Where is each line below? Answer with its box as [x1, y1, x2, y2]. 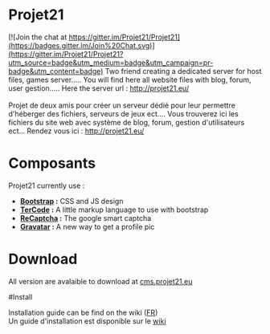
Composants [8, 154, 96, 173]
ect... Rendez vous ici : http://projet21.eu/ [8, 126, 145, 136]
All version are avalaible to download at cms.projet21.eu [8, 276, 193, 286]
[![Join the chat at [8, 32, 67, 42]
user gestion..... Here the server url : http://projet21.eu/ [8, 83, 190, 93]
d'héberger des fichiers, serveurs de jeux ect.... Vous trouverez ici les [8, 108, 239, 118]
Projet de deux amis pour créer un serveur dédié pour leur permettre [8, 100, 235, 110]
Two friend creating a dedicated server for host [104, 66, 262, 75]
